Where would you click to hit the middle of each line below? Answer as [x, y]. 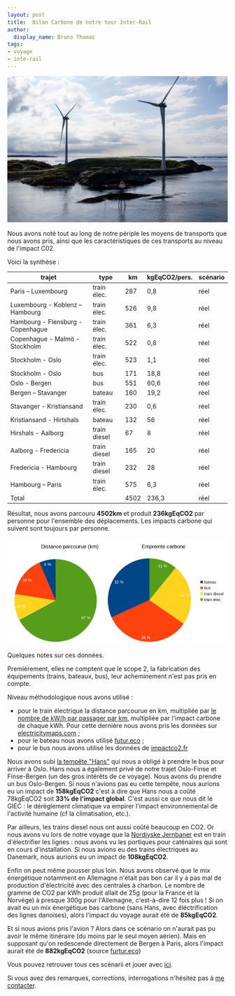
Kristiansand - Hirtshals [44, 419]
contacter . [22, 985]
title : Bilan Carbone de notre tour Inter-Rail [79, 22]
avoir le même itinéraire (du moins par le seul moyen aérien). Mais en [107, 936]
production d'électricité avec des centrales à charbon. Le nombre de [106, 885]
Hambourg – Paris [36, 485]
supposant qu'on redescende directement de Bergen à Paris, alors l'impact [115, 943]
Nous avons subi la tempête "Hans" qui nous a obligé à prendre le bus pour [116, 761]
